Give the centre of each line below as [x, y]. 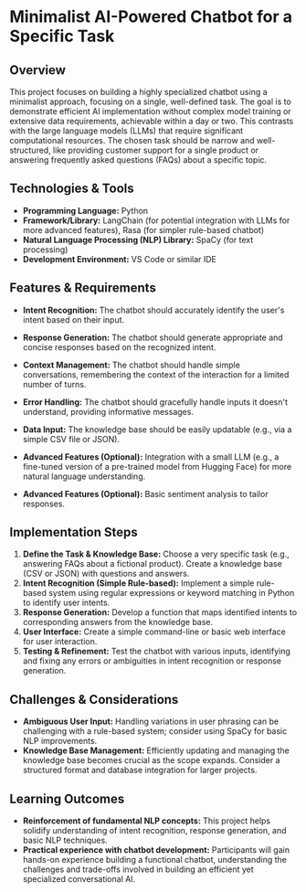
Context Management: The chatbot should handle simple [131, 365]
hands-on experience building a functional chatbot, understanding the [155, 860]
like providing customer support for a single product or [156, 150]
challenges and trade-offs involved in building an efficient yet [138, 869]
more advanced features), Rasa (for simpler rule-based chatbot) [143, 229]
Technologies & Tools [72, 189]
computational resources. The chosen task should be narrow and [132, 140]
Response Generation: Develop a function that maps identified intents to [160, 612]
